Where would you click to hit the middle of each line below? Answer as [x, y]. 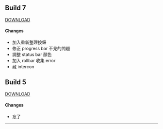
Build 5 [16, 82]
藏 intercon [23, 67]
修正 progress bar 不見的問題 [41, 49]
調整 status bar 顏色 [32, 55]
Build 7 [16, 8]
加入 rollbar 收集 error [34, 61]
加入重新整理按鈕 [29, 42]
